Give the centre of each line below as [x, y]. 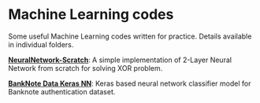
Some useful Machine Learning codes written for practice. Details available [130, 36]
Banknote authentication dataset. [62, 91]
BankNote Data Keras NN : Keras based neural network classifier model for [130, 83]
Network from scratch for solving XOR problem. [85, 68]
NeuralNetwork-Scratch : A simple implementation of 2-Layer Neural [120, 60]
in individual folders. [41, 44]
